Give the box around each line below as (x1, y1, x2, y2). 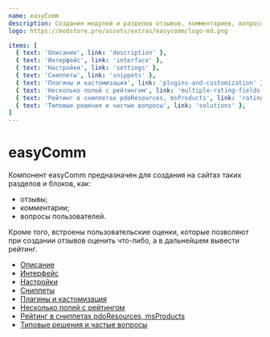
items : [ (8, 41, 38, 49)
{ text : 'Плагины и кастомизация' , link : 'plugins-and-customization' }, (15, 78, 268, 87)
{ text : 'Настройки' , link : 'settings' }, (15, 64, 160, 73)
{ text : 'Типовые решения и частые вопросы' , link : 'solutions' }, (15, 102, 247, 110)
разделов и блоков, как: (8, 179, 91, 189)
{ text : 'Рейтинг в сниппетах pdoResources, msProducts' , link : (15, 94, 235, 102)
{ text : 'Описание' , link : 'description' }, (15, 49, 167, 57)
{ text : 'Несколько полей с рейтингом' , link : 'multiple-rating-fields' (15, 86, 264, 94)
